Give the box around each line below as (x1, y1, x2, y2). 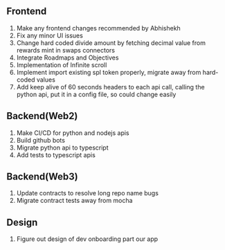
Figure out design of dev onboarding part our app (16, 235, 159, 243)
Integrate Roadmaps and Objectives (16, 53, 119, 62)
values (36, 75, 56, 84)
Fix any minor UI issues (16, 31, 84, 39)
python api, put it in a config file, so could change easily (16, 90, 177, 98)
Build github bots (16, 136, 65, 144)
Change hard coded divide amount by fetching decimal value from (16, 38, 206, 47)
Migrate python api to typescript (16, 143, 109, 152)
